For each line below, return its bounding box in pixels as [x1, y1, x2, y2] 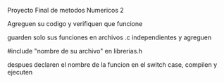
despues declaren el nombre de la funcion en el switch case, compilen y [7, 60, 218, 69]
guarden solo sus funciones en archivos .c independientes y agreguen [7, 33, 212, 41]
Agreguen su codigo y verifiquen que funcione [7, 20, 143, 27]
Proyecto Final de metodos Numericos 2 [7, 6, 125, 14]
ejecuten [7, 68, 33, 76]
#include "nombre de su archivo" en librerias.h [7, 47, 143, 55]
